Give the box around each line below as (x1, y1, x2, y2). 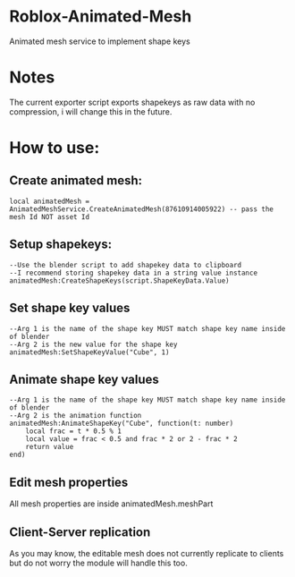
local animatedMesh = (9, 197, 90, 206)
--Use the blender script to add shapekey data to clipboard (9, 260, 242, 269)
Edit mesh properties (9, 474, 129, 489)
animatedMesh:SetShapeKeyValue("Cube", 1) (9, 347, 170, 357)
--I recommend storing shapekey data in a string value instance (9, 268, 257, 277)
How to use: (9, 138, 100, 158)
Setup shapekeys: (9, 237, 113, 252)
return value (25, 443, 74, 452)
